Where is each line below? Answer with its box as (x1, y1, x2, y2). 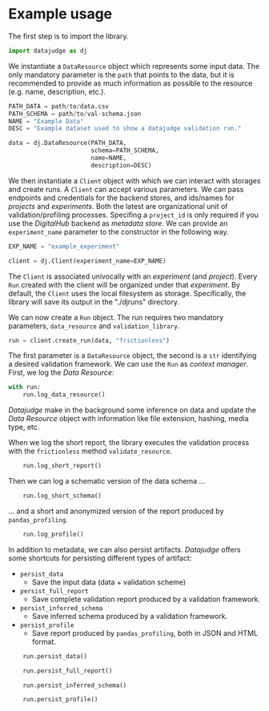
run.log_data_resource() (22, 391, 106, 399)
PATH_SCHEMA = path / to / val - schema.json (8, 110, 142, 118)
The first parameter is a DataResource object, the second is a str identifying (8, 351, 257, 360)
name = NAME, (90, 154, 127, 163)
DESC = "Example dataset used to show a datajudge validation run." (8, 125, 242, 133)
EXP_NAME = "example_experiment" (8, 242, 120, 251)
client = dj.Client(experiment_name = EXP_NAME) (8, 257, 167, 265)
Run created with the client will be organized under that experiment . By (8, 279, 240, 289)
